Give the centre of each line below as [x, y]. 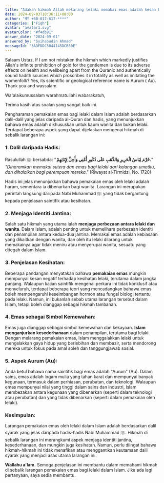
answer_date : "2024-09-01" [32, 37]
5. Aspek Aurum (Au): [31, 361]
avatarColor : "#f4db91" [29, 32]
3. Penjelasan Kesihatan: [35, 262]
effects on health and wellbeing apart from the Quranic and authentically [78, 70]
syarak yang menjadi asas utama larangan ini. [51, 455]
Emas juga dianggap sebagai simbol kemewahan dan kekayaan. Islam [75, 327]
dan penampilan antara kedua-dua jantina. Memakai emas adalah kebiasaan [81, 234]
